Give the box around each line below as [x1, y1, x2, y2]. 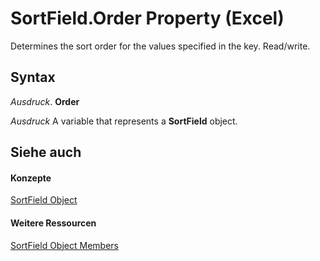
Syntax [10, 69, 56, 86]
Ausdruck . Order [10, 95, 80, 107]
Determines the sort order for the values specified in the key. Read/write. [10, 40, 311, 52]
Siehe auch [10, 144, 82, 161]
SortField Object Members [10, 239, 119, 251]
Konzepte [10, 172, 52, 184]
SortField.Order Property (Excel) [10, 7, 285, 30]
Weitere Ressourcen [10, 217, 97, 229]
